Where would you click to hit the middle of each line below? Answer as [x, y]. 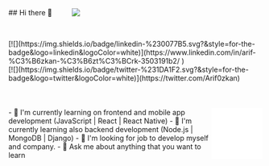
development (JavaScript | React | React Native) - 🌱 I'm [100, 121]
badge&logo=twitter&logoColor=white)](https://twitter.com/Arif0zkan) [124, 78]
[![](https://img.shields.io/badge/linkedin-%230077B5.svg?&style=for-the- [132, 44]
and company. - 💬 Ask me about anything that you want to [105, 147]
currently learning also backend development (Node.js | [101, 129]
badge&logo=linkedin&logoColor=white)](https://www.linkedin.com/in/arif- [132, 52]
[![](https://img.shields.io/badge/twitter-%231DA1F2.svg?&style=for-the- [129, 69]
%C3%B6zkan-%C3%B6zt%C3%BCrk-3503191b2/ [94, 61]
